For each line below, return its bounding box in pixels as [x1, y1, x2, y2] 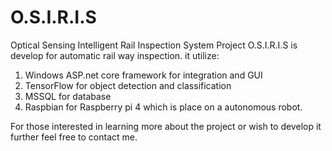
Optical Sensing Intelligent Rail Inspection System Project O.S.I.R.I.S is [10, 39, 298, 51]
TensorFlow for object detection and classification [24, 79, 232, 91]
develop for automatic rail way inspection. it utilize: [10, 49, 220, 61]
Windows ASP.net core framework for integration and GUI [24, 69, 263, 81]
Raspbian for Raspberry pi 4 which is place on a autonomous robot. [24, 101, 303, 113]
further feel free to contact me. [10, 131, 138, 143]
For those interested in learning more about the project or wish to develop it [10, 120, 322, 132]
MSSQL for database [24, 90, 112, 102]
